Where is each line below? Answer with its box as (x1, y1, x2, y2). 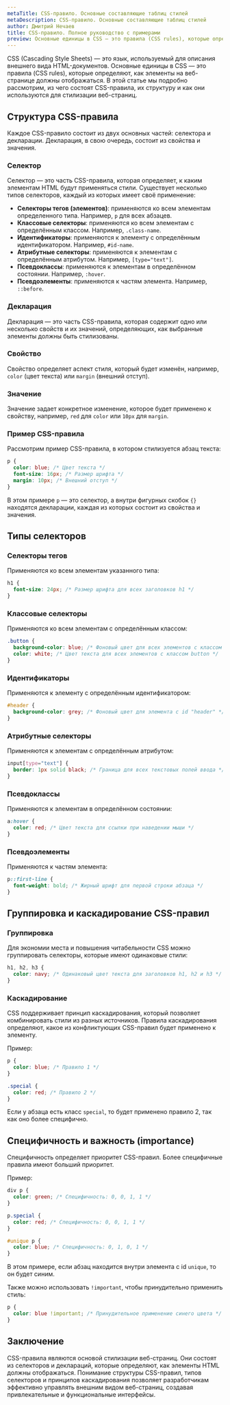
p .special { (7, 1212, 41, 1219)
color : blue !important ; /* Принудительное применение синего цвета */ (13, 1310, 222, 1317)
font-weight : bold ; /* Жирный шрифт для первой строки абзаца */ (13, 882, 204, 889)
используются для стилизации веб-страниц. (7, 91, 138, 100)
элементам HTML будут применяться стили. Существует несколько (7, 183, 207, 192)
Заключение (7, 1336, 64, 1347)
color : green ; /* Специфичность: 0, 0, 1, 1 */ (13, 1193, 152, 1200)
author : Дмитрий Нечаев (7, 23, 75, 30)
